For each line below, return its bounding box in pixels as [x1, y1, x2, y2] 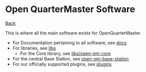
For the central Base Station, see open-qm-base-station [12, 55, 129, 61]
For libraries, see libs [12, 45, 56, 51]
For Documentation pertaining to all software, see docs [12, 39, 127, 46]
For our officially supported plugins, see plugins [12, 61, 112, 67]
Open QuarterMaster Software [5, 4, 135, 15]
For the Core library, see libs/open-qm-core [20, 50, 111, 56]
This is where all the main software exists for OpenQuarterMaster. [5, 30, 142, 36]
